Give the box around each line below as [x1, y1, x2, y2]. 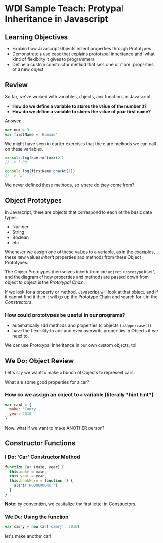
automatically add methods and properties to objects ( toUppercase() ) [12, 322, 151, 328]
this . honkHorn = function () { [9, 478, 73, 483]
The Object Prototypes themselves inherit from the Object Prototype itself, [5, 269, 155, 274]
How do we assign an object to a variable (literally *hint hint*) [5, 391, 154, 398]
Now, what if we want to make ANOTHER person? [5, 425, 105, 430]
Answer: [5, 118, 22, 124]
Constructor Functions [5, 439, 76, 448]
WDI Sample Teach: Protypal [5, 3, 123, 14]
